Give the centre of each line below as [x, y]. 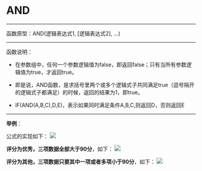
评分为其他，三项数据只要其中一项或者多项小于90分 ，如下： [81, 161]
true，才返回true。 [54, 72]
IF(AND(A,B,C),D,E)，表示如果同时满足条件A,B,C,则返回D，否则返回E [100, 105]
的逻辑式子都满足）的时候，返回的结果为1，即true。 [79, 92]
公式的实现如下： [27, 136]
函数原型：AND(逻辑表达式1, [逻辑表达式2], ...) [63, 33]
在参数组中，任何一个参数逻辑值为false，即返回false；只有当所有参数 [101, 64]
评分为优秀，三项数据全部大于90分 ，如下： [60, 149]
